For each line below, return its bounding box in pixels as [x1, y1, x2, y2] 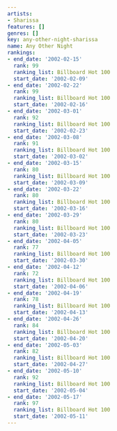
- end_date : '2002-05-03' [7, 342, 82, 349]
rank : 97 [13, 400, 39, 407]
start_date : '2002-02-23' [13, 127, 89, 134]
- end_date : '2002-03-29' [7, 212, 82, 219]
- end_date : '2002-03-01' [7, 108, 82, 115]
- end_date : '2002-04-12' [7, 263, 82, 270]
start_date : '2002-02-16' [13, 101, 89, 108]
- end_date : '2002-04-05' [7, 238, 82, 244]
